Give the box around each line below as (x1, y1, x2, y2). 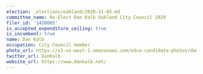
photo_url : (6, 48, 34, 54)
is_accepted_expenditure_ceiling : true (6, 25, 107, 32)
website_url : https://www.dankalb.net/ (6, 58, 107, 64)
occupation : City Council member (6, 42, 91, 48)
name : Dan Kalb (6, 36, 45, 42)
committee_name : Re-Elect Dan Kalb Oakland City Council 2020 (6, 14, 166, 20)
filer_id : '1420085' (6, 20, 59, 26)
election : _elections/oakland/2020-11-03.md (6, 8, 120, 15)
